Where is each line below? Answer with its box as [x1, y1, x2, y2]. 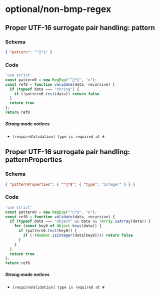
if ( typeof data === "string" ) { [9, 86, 79, 92]
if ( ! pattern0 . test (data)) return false [14, 91, 99, 96]
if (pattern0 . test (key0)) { [18, 228, 77, 233]
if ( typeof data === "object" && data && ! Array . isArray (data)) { [9, 219, 151, 224]
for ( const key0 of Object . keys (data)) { [14, 224, 101, 229]
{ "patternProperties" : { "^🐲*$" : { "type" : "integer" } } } [5, 182, 135, 187]
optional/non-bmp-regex [5, 3, 111, 15]
